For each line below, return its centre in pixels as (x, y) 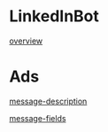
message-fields (38, 118)
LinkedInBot (54, 16)
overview (26, 41)
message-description (48, 101)
